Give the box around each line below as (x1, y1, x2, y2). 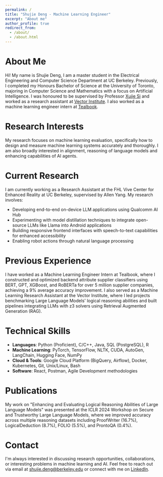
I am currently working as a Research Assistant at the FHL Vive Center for (5, 186, 154, 192)
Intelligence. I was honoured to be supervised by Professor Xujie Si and (5, 93, 150, 99)
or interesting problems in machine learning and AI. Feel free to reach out (5, 461, 153, 467)
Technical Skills (5, 325, 71, 337)
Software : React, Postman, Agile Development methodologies (12, 368, 138, 374)
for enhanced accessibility (12, 233, 66, 238)
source (12, 222, 27, 228)
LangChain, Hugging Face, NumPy (12, 352, 82, 358)
